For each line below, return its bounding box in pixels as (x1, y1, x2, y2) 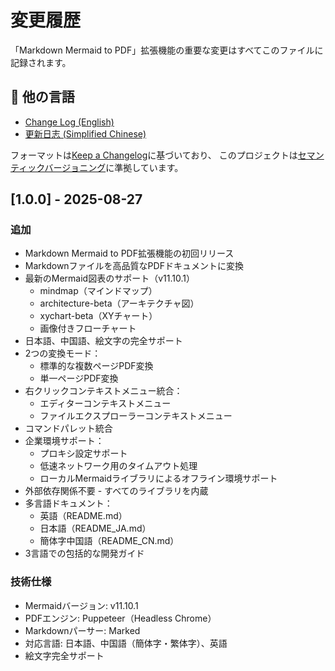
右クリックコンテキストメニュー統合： (24, 385, 183, 397)
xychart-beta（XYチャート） (39, 310, 158, 322)
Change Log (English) (24, 116, 115, 128)
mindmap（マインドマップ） (39, 285, 158, 297)
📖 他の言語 (10, 89, 75, 106)
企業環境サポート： (24, 435, 105, 447)
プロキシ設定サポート (39, 447, 128, 460)
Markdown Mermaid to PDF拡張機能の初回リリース (24, 247, 235, 260)
